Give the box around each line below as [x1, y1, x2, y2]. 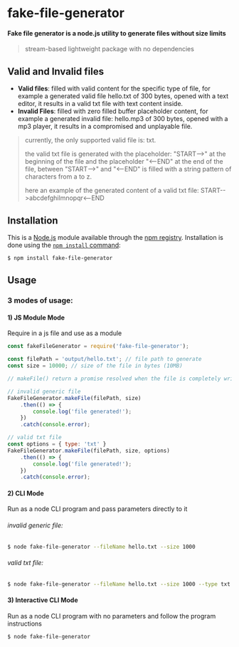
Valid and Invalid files [7, 65, 105, 78]
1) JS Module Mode [7, 313, 65, 322]
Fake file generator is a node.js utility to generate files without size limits [7, 28, 226, 37]
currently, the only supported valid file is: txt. [24, 136, 156, 144]
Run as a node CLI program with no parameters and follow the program [7, 611, 216, 620]
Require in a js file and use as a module [7, 329, 122, 337]
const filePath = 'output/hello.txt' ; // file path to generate [7, 356, 202, 363]
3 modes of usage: [7, 295, 73, 305]
